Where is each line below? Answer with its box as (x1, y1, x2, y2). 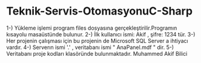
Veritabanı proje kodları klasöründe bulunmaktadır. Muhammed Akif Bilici (6, 50, 188, 57)
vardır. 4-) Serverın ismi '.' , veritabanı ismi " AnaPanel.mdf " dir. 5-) (6, 44, 174, 51)
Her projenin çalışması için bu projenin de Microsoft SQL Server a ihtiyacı (6, 37, 189, 44)
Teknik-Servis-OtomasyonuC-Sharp (6, 4, 193, 18)
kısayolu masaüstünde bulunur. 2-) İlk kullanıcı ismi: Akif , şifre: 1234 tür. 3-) (6, 30, 196, 38)
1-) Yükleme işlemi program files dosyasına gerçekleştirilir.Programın (6, 24, 177, 31)
